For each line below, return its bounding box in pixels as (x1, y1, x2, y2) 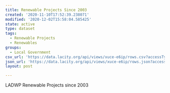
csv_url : (5, 54, 24, 60)
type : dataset (5, 26, 35, 31)
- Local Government (10, 50, 51, 55)
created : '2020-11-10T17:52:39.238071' (5, 12, 90, 17)
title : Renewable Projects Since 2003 (5, 7, 87, 13)
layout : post (5, 64, 33, 69)
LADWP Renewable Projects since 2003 (5, 82, 89, 88)
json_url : (5, 59, 26, 64)
